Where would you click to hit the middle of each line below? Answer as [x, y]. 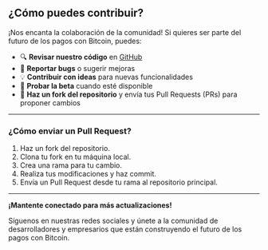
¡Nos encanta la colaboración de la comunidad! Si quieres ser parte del [125, 32]
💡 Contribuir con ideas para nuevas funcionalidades [106, 77]
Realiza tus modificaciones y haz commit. [88, 174]
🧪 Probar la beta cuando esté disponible [86, 85]
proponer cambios [50, 102]
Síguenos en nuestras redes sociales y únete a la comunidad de [113, 221]
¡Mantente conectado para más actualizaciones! [90, 205]
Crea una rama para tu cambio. [71, 165]
